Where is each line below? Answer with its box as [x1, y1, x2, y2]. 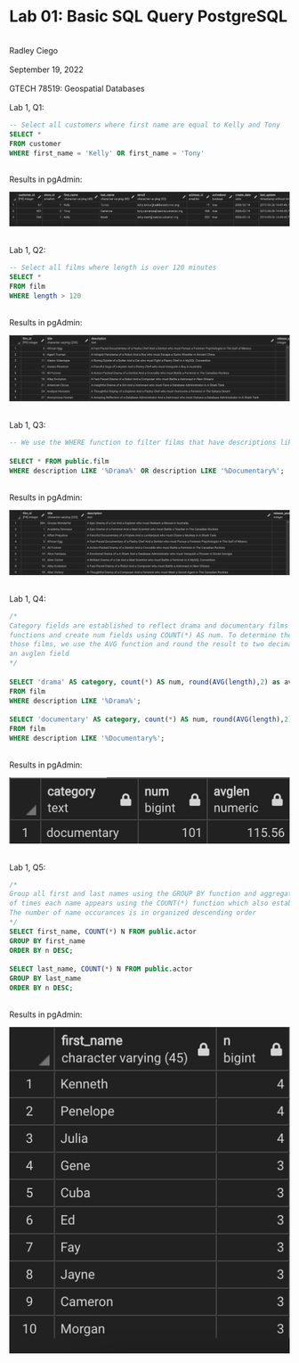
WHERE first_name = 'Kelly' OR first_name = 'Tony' [9, 149, 205, 158]
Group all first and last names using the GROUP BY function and [9, 890, 256, 899]
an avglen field [9, 649, 69, 659]
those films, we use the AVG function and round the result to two [9, 640, 265, 649]
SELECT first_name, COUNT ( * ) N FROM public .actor [9, 927, 198, 936]
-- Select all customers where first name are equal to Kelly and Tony [9, 120, 280, 129]
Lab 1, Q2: [9, 245, 46, 256]
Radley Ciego [9, 45, 59, 55]
